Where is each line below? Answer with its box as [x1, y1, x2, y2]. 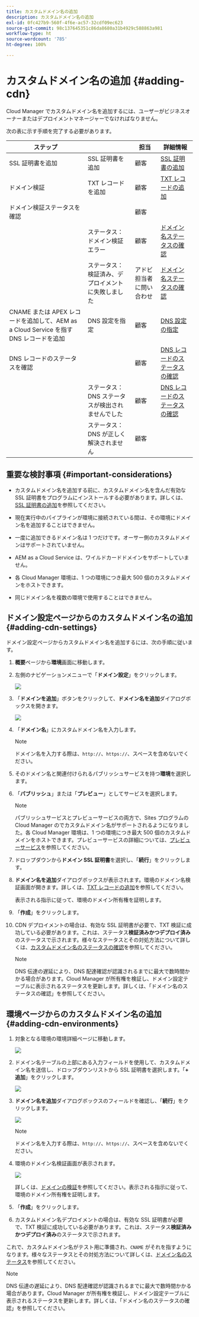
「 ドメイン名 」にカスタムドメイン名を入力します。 [14, 726, 139, 733]
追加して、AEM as [27, 316, 78, 325]
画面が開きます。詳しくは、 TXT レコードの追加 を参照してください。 [20, 884, 187, 891]
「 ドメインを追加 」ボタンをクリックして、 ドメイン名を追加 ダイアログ [14, 695, 186, 702]
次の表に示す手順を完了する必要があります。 [6, 127, 115, 134]
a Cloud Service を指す [9, 325, 73, 333]
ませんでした [88, 410, 123, 418]
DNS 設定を [88, 316, 120, 325]
